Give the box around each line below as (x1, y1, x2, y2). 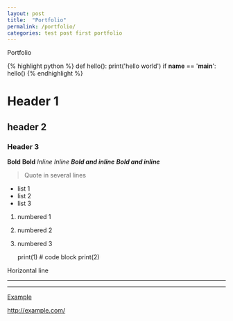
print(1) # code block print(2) (17, 253, 100, 261)
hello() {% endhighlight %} (7, 69, 83, 78)
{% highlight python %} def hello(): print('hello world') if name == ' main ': (7, 62, 216, 70)
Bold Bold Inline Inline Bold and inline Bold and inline (7, 157, 161, 166)
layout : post (7, 10, 45, 17)
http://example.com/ (7, 306, 66, 315)
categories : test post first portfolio (7, 29, 123, 37)
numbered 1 (17, 213, 51, 221)
